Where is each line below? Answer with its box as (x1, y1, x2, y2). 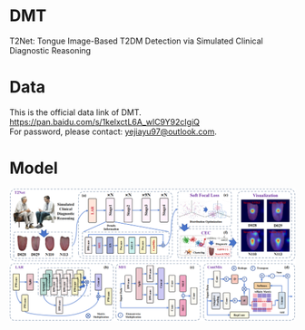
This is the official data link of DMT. (9, 106, 143, 118)
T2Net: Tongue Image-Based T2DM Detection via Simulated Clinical (9, 35, 263, 46)
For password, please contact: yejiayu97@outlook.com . (9, 126, 218, 137)
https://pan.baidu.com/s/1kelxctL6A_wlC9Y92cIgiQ (9, 116, 200, 127)
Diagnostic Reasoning (9, 44, 92, 55)
